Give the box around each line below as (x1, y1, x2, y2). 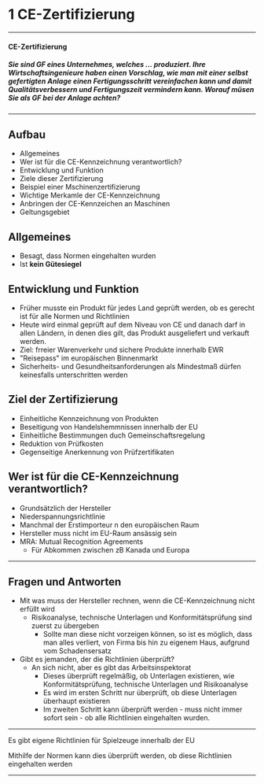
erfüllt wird (19, 605, 55, 614)
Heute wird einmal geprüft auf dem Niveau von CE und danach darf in (19, 320, 246, 329)
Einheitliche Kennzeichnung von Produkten (19, 413, 159, 423)
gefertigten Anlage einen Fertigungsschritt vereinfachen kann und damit (8, 76, 252, 86)
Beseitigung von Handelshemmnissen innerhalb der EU (19, 422, 199, 431)
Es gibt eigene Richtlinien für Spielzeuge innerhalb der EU (8, 736, 195, 745)
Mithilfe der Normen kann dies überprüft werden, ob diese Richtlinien (8, 751, 232, 760)
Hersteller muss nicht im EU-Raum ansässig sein (19, 528, 177, 538)
